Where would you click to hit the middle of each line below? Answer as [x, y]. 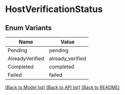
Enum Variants [28, 28]
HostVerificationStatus [54, 9]
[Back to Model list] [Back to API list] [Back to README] [62, 87]
